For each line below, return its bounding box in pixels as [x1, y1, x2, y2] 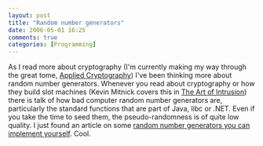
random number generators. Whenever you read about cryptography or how [8, 79, 255, 89]
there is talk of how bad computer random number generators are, [8, 96, 223, 105]
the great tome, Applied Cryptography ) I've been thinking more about [8, 71, 232, 80]
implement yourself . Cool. [8, 129, 92, 138]
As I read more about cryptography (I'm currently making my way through [8, 62, 247, 71]
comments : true [8, 33, 58, 42]
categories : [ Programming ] [8, 41, 97, 49]
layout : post [8, 11, 51, 20]
